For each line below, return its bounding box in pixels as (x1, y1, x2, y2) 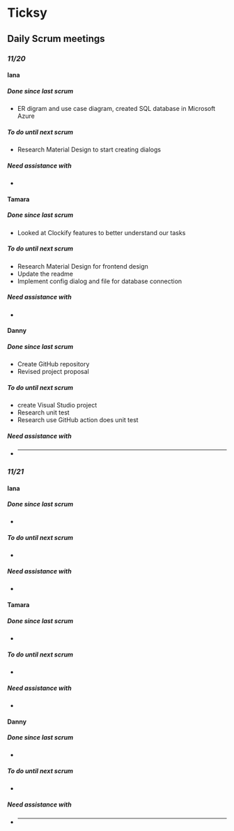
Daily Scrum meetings (7, 33, 106, 45)
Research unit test (17, 408, 70, 417)
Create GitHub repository (17, 360, 90, 368)
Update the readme (17, 269, 73, 278)
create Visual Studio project (17, 401, 97, 410)
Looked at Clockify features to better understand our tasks (17, 228, 186, 237)
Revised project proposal (17, 368, 89, 376)
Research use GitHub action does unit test (17, 416, 139, 424)
